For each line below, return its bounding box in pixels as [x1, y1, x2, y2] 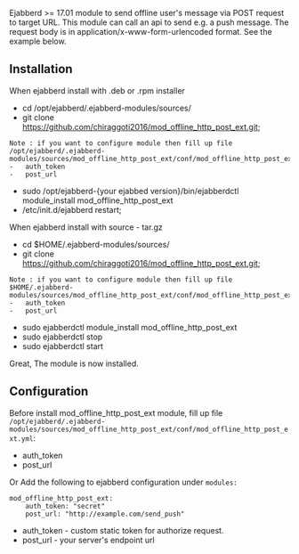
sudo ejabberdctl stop [21, 331, 103, 342]
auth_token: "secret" [25, 501, 105, 510]
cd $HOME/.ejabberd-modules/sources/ [21, 239, 170, 249]
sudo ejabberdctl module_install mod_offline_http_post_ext [21, 322, 238, 332]
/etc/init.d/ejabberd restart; [21, 204, 122, 215]
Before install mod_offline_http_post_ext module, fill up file [9, 407, 223, 418]
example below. [9, 36, 67, 46]
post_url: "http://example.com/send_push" [25, 509, 185, 518]
